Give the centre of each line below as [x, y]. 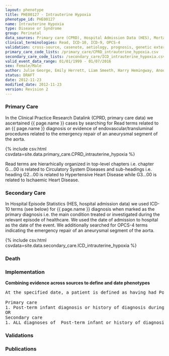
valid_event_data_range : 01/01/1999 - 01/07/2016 [58, 61]
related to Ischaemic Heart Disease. [42, 180]
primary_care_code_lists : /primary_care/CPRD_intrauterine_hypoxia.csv [82, 52]
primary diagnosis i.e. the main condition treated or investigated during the [82, 214]
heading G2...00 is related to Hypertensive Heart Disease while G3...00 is [81, 174]
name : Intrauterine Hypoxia [35, 24]
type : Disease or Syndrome [33, 29]
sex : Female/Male [23, 66]
